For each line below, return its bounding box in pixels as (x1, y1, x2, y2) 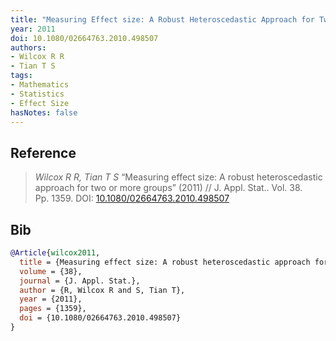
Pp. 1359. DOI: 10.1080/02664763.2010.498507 (34, 192, 230, 205)
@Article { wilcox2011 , (10, 248, 101, 258)
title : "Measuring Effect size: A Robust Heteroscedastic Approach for (10, 14, 315, 25)
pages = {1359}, (19, 304, 87, 314)
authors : (10, 42, 47, 53)
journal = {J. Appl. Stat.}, (19, 276, 141, 286)
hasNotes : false (10, 107, 78, 118)
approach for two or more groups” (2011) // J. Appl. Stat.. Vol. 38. (34, 182, 303, 194)
